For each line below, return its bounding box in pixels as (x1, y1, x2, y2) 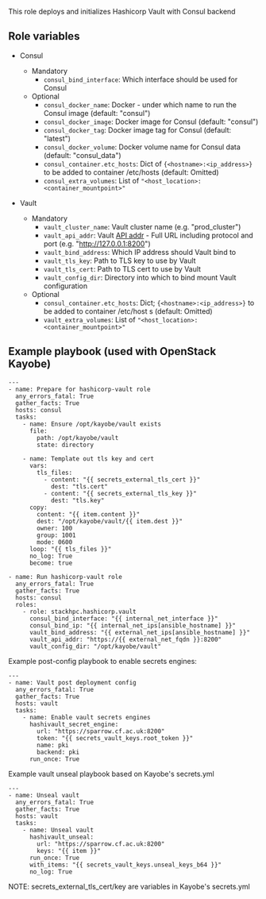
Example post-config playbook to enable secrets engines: (8, 656, 197, 666)
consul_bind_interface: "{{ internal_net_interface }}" (29, 615, 218, 623)
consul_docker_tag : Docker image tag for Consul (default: (43, 125, 232, 134)
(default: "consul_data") (43, 150, 121, 160)
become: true (29, 559, 73, 567)
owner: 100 (37, 524, 73, 532)
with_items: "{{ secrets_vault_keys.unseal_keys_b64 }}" (29, 861, 222, 869)
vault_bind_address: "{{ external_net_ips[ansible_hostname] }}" (29, 628, 250, 636)
